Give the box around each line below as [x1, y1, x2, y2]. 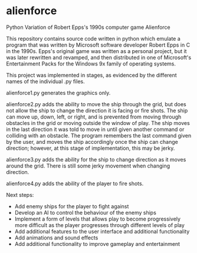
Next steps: [6, 191, 34, 198]
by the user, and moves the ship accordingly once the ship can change [6, 138, 178, 145]
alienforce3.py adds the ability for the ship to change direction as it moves [6, 156, 186, 163]
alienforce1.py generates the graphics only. [6, 89, 111, 96]
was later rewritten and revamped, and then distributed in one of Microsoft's [6, 54, 192, 61]
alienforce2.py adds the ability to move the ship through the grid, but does [6, 100, 187, 107]
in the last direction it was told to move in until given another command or [6, 126, 185, 133]
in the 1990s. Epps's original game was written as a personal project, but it [6, 47, 187, 54]
